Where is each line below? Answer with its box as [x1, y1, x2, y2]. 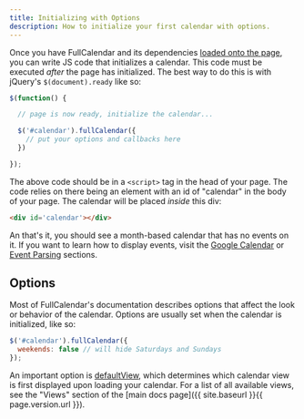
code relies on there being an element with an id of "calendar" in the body [9, 186, 287, 197]
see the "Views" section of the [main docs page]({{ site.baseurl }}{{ [9, 389, 263, 401]
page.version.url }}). [9, 399, 86, 410]
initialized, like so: [9, 319, 76, 330]
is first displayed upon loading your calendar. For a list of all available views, [9, 380, 294, 391]
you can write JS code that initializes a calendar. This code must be [9, 56, 262, 67]
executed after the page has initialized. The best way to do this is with [9, 66, 272, 77]
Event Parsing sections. [9, 249, 98, 260]
